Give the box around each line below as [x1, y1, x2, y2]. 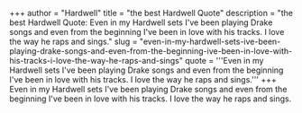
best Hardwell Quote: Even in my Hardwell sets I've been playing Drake [9, 17, 273, 28]
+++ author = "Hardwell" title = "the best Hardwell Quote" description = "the [9, 8, 293, 18]
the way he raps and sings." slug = [9, 36, 138, 47]
